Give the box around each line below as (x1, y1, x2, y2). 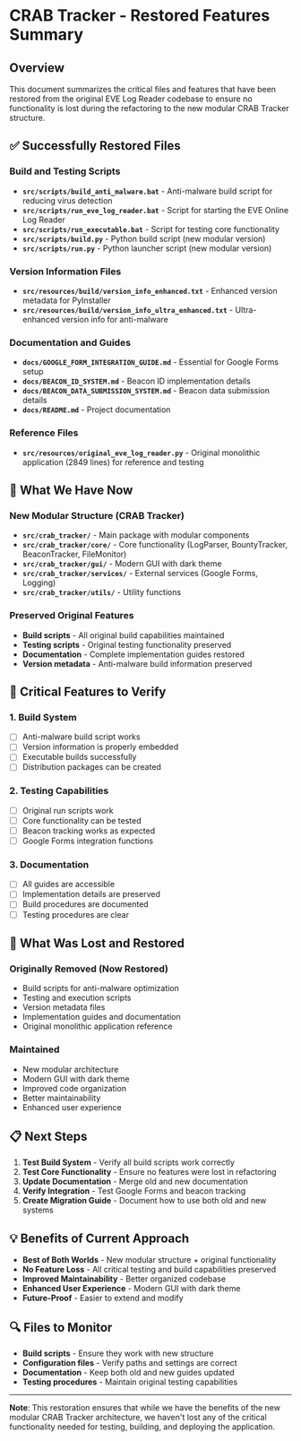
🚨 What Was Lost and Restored (9, 936, 185, 951)
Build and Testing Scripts (9, 165, 121, 177)
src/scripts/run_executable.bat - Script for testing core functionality (21, 223, 280, 234)
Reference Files (9, 427, 79, 439)
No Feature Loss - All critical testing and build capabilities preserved (21, 1264, 277, 1275)
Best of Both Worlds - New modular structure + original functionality (21, 1255, 277, 1265)
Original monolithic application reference (21, 1021, 173, 1031)
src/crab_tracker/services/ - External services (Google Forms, (21, 568, 258, 579)
